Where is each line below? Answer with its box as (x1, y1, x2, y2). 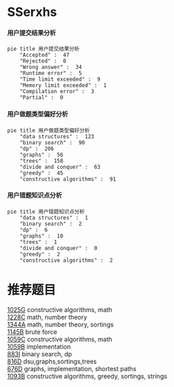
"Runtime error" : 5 (19, 70, 82, 77)
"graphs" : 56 (19, 151, 64, 158)
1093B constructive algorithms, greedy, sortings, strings (7, 372, 168, 380)
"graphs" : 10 (19, 232, 64, 240)
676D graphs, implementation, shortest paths (7, 364, 137, 372)
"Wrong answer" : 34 (19, 64, 82, 71)
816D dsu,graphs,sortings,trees (7, 357, 97, 365)
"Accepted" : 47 (19, 51, 70, 59)
